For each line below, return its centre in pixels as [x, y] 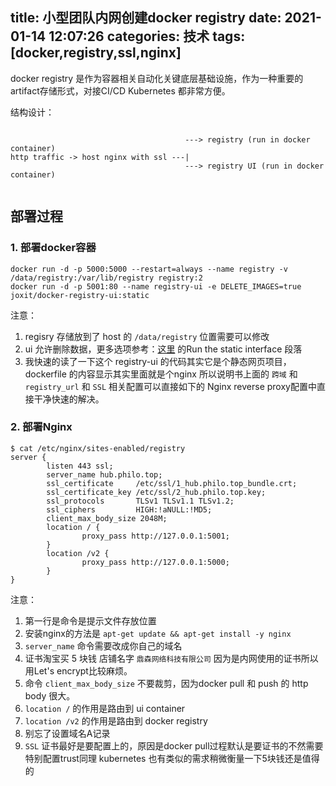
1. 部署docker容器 [53, 248]
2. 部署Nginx [41, 427]
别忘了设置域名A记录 [67, 733]
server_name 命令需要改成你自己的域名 [103, 645]
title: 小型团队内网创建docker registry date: [146, 18]
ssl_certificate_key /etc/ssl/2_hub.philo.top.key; [156, 492]
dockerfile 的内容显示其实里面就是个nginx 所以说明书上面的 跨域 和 [161, 374]
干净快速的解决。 [69, 399]
